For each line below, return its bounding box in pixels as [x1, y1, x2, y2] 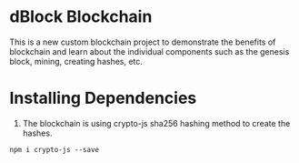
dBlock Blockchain [9, 6, 153, 27]
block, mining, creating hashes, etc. [9, 56, 144, 66]
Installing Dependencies [9, 88, 197, 108]
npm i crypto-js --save [9, 145, 100, 154]
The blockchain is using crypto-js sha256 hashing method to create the [22, 117, 291, 128]
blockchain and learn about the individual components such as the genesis [9, 46, 290, 56]
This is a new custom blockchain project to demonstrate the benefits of [9, 36, 276, 47]
